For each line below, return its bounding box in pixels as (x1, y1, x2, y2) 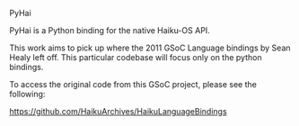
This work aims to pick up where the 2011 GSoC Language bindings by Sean (9, 42, 291, 53)
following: (9, 89, 46, 99)
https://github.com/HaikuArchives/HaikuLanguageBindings (9, 106, 227, 116)
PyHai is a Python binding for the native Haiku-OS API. (9, 25, 211, 35)
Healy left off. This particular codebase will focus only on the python (9, 52, 262, 62)
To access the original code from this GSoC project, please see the (9, 79, 258, 89)
